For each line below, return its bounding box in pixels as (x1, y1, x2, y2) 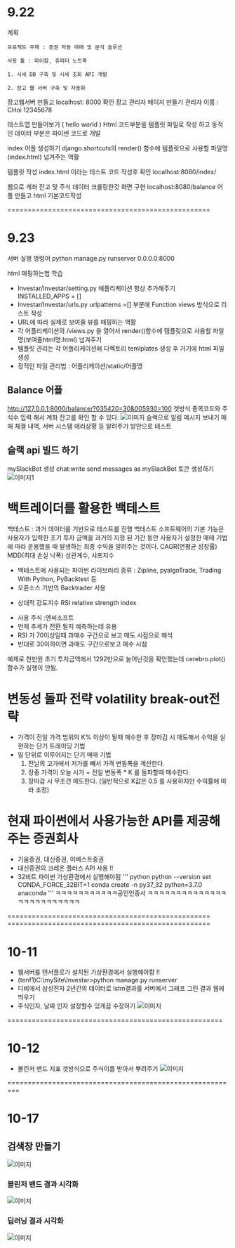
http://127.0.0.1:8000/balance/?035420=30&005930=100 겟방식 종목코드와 (7, 404, 221, 412)
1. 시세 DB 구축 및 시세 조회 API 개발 (7, 71, 107, 78)
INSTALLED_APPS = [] (17, 292, 82, 300)
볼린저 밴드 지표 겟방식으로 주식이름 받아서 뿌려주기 (17, 1065, 159, 1073)
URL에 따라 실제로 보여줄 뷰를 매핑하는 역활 (17, 318, 137, 326)
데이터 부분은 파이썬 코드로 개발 (14, 129, 101, 137)
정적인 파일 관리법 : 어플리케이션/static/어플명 (17, 361, 143, 370)
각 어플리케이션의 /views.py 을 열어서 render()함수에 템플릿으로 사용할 (17, 326, 212, 334)
